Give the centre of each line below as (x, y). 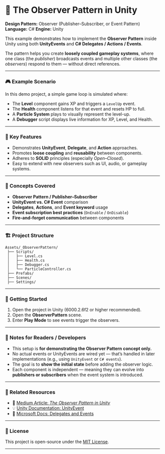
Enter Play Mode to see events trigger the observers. (66, 320)
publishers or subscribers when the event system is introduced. (78, 375)
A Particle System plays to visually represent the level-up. (71, 114)
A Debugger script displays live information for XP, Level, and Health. (82, 119)
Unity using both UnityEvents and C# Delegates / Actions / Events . (74, 43)
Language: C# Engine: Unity (34, 29)
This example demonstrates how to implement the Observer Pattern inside (81, 38)
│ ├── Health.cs (26, 261)
